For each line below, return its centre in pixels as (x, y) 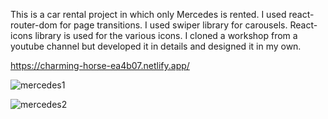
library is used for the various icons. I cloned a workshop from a (166, 35)
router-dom (34, 25)
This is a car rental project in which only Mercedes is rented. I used (148, 14)
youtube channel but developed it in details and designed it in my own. (156, 46)
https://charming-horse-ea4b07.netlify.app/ (100, 65)
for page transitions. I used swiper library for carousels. (173, 25)
